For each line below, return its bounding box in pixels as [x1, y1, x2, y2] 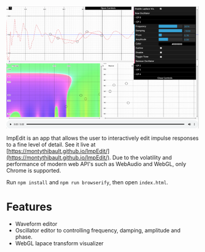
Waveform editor [15, 220, 58, 228]
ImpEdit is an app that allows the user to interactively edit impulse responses [6, 134, 199, 142]
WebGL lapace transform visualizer [15, 239, 104, 247]
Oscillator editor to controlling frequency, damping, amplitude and [15, 226, 181, 234]
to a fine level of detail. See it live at [6, 140, 96, 148]
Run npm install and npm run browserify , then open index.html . [6, 178, 168, 185]
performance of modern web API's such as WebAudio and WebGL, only [6, 160, 187, 167]
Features [6, 200, 52, 214]
